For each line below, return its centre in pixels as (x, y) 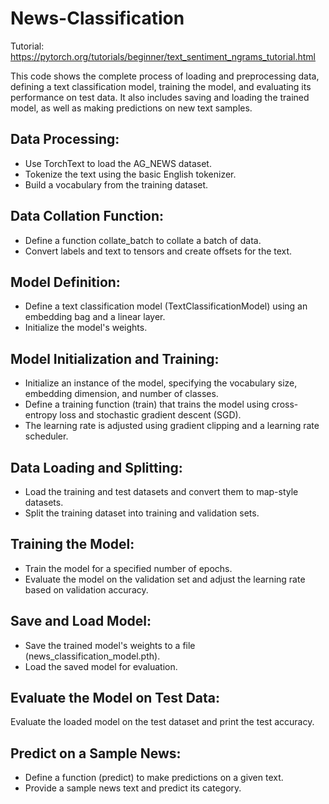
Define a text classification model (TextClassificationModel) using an (166, 306)
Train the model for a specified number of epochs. (128, 568)
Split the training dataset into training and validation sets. (142, 513)
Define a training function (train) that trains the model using (147, 404)
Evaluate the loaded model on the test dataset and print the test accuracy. (162, 722)
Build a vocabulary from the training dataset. (116, 184)
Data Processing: (65, 139)
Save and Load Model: (81, 621)
